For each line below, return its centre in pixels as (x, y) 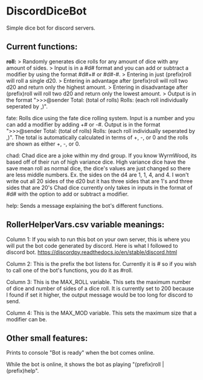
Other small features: (47, 338)
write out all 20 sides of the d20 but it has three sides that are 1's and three (100, 181)
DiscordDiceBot (47, 11)
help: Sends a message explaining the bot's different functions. (85, 205)
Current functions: (42, 47)
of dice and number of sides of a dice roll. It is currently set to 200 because (100, 288)
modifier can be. (27, 319)
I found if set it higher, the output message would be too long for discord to (100, 295)
